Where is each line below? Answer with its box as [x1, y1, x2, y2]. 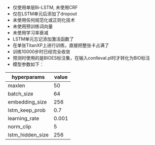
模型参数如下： [12, 61, 44, 67]
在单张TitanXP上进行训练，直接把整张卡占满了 [12, 42, 109, 48]
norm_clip [8, 123, 31, 130]
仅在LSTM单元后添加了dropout [12, 11, 77, 17]
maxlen [8, 82, 25, 89]
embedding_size [8, 99, 47, 105]
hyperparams [12, 74, 45, 80]
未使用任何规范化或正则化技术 [12, 17, 75, 23]
